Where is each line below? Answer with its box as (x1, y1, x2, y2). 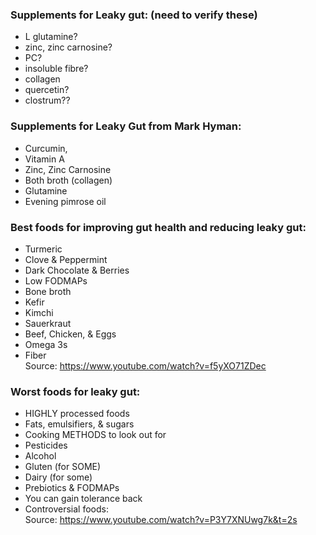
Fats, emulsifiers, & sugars (24, 418, 135, 430)
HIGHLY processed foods (24, 408, 130, 420)
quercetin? (24, 84, 70, 96)
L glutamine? (24, 31, 78, 43)
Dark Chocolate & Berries (24, 264, 130, 276)
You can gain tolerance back (24, 493, 143, 505)
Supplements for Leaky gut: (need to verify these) (10, 8, 258, 22)
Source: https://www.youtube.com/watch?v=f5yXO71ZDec (24, 359, 267, 372)
